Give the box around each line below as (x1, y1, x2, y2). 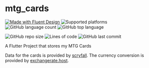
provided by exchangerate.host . (5, 57, 69, 63)
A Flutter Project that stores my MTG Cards (5, 43, 92, 49)
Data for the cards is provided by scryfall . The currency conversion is (5, 52, 145, 58)
